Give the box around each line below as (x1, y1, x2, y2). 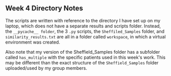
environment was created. (5, 39, 60, 45)
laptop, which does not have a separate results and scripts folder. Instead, (5, 23, 161, 29)
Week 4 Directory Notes (5, 4, 83, 13)
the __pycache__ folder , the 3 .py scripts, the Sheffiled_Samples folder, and (5, 28, 165, 34)
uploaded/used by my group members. (5, 65, 88, 71)
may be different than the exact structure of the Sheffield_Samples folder (5, 59, 159, 65)
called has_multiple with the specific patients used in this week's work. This (5, 54, 166, 60)
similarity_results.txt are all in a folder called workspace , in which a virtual (5, 33, 166, 40)
